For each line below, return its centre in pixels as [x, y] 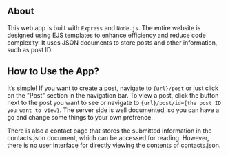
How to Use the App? [53, 71]
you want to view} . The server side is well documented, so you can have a [113, 110]
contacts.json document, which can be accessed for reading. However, [108, 137]
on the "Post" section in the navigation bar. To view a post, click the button [113, 95]
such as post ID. [30, 49]
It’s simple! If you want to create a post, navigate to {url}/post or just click [113, 88]
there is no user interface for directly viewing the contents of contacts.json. [114, 145]
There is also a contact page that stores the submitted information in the [110, 131]
